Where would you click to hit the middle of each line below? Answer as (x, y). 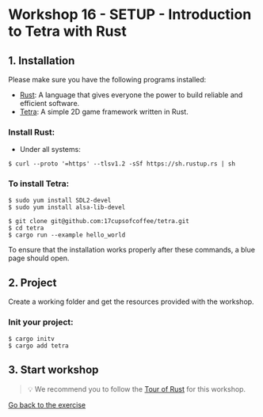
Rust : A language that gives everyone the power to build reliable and (131, 95)
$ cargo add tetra (38, 346)
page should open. (39, 258)
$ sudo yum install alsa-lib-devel (67, 207)
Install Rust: (32, 132)
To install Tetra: (39, 184)
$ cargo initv (32, 339)
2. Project (32, 282)
